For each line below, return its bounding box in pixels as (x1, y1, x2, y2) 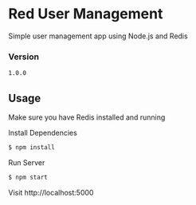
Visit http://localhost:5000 (8, 187, 94, 197)
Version (8, 51, 40, 62)
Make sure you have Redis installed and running (8, 112, 166, 122)
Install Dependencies (8, 128, 77, 137)
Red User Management (8, 5, 163, 23)
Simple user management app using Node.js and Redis (8, 31, 189, 41)
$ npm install (8, 143, 56, 152)
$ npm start (8, 173, 48, 181)
